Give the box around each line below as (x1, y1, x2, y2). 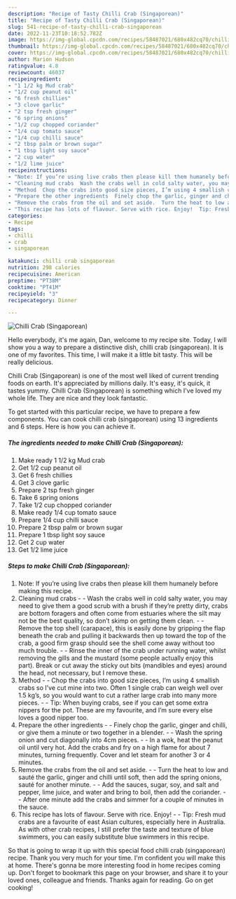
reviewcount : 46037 (8, 69, 65, 76)
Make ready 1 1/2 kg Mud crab (18, 457, 106, 465)
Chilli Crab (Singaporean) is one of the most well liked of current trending (8, 372, 219, 380)
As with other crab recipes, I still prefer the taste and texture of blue (18, 825, 214, 834)
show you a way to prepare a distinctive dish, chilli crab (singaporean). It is (8, 343, 223, 351)
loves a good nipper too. (18, 713, 89, 722)
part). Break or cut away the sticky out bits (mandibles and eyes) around (18, 661, 227, 670)
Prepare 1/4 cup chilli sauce (18, 516, 99, 525)
